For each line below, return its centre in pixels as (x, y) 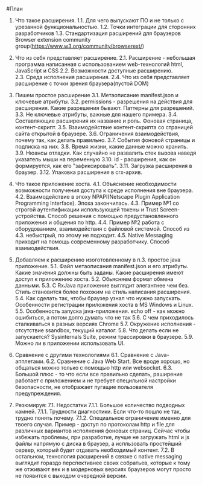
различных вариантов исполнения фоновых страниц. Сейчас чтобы (103, 431)
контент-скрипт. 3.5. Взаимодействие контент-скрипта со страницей (104, 127)
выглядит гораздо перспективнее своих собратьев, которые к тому (103, 463)
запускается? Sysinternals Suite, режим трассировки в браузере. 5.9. (104, 337)
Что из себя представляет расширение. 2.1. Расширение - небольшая (105, 58)
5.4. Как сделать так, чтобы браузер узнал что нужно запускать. (98, 298)
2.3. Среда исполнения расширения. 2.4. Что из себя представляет (102, 77)
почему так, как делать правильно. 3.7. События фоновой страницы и (105, 140)
